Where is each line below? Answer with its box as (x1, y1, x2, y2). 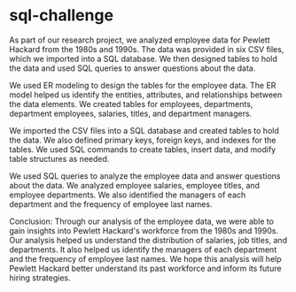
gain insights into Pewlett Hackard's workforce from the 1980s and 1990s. (9, 225, 279, 235)
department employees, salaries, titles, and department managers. (9, 108, 253, 119)
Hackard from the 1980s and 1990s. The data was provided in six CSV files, (9, 43, 284, 54)
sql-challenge (9, 5, 113, 26)
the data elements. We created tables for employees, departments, (9, 98, 253, 109)
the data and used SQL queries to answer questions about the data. (9, 63, 256, 73)
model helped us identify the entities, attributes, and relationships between (9, 89, 283, 100)
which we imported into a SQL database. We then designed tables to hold (9, 53, 277, 64)
